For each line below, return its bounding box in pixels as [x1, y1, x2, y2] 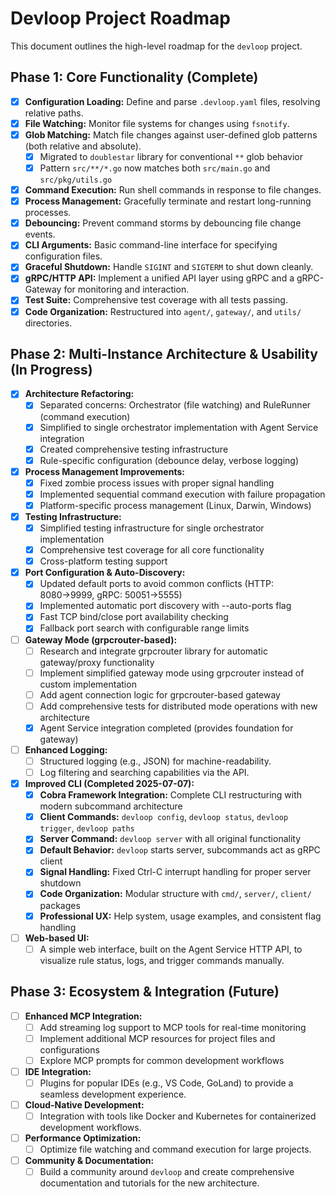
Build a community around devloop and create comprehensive [39, 1166, 295, 1178]
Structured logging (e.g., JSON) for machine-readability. [39, 755, 272, 767]
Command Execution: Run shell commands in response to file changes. [24, 184, 322, 196]
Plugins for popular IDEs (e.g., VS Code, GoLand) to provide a [39, 1077, 294, 1089]
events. [24, 228, 56, 241]
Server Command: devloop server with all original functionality [39, 833, 302, 845]
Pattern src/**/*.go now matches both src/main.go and [39, 162, 271, 174]
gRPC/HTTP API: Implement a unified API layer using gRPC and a [24, 272, 295, 284]
